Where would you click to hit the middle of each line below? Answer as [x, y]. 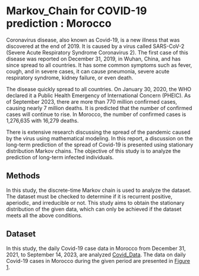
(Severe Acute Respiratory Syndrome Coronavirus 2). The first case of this [97, 52]
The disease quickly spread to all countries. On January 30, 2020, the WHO [99, 89]
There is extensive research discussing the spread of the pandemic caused [98, 132]
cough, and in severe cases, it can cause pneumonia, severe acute [88, 71]
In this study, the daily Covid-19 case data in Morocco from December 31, [96, 248]
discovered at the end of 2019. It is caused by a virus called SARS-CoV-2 [95, 46]
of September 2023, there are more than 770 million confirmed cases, [91, 101]
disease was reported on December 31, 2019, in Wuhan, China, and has [94, 59]
